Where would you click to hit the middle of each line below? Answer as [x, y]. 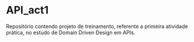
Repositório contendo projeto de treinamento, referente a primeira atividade [97, 26]
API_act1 [27, 10]
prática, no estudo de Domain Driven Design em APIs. [71, 32]
